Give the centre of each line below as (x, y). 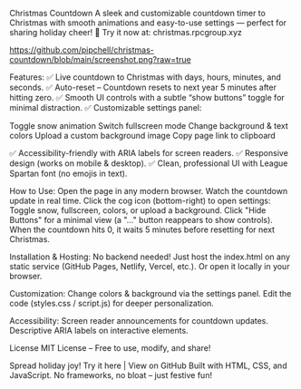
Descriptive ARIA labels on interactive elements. (99, 331)
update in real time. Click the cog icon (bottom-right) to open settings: (140, 200)
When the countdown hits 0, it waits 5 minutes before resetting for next (142, 229)
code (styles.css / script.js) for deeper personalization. (112, 303)
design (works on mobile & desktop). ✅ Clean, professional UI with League (149, 163)
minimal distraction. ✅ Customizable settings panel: (106, 107)
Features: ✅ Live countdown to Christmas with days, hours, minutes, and (145, 77)
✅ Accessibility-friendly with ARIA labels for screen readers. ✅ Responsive (149, 153)
